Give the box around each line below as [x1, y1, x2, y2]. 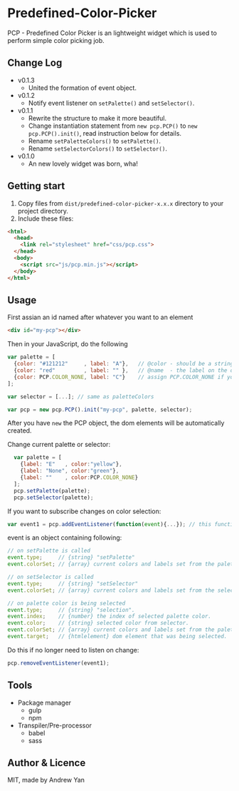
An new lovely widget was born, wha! [28, 159, 139, 168]
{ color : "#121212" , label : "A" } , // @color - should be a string [14, 361, 234, 368]
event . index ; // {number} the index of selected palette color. [7, 613, 212, 620]
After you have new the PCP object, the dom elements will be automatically [7, 419, 225, 428]
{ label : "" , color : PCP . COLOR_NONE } [20, 474, 139, 481]
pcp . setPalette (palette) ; [14, 487, 91, 494]
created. [7, 426, 32, 435]
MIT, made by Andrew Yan [7, 776, 85, 785]
